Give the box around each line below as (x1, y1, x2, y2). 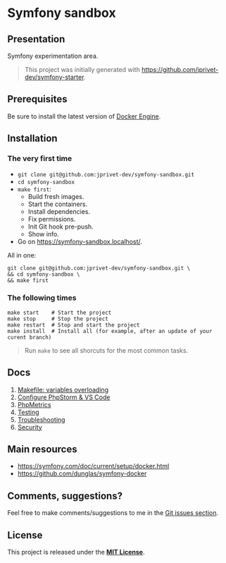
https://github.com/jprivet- (142, 66, 219, 73)
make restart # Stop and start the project (7, 321, 140, 329)
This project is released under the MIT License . (7, 548, 145, 557)
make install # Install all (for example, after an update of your (7, 327, 213, 334)
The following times (7, 293, 77, 303)
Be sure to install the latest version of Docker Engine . (7, 111, 161, 121)
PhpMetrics (17, 400, 51, 408)
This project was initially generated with (24, 66, 141, 73)
